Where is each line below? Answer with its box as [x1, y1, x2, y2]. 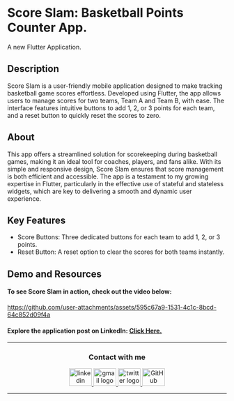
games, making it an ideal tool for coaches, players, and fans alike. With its [7, 157, 221, 165]
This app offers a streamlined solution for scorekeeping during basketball [7, 150, 218, 158]
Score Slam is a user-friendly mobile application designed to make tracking [7, 82, 223, 90]
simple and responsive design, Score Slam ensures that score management [7, 165, 224, 173]
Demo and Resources [7, 268, 102, 280]
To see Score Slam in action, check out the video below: [7, 287, 172, 296]
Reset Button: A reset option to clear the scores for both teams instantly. [17, 248, 225, 256]
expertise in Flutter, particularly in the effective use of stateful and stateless [7, 179, 224, 188]
